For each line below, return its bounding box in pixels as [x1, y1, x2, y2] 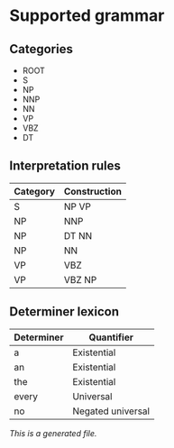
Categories [9, 41, 74, 57]
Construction [63, 185, 122, 197]
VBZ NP [63, 273, 97, 286]
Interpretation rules [9, 159, 122, 174]
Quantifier [88, 331, 133, 343]
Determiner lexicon [9, 304, 120, 320]
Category [14, 185, 56, 197]
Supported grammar [9, 5, 165, 26]
